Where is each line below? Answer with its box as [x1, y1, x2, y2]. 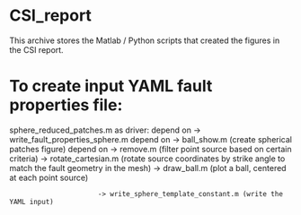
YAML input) [9, 197, 54, 206]
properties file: [9, 95, 123, 116]
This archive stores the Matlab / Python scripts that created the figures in [9, 35, 280, 46]
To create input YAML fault [9, 76, 213, 97]
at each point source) [9, 172, 89, 183]
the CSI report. [9, 44, 65, 55]
